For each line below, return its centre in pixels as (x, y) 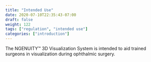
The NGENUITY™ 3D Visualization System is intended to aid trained (76, 48)
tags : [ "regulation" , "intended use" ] (46, 29)
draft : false (19, 19)
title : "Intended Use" (29, 10)
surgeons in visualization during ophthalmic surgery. (60, 54)
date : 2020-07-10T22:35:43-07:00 (41, 15)
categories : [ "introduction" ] (37, 34)
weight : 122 (18, 24)
